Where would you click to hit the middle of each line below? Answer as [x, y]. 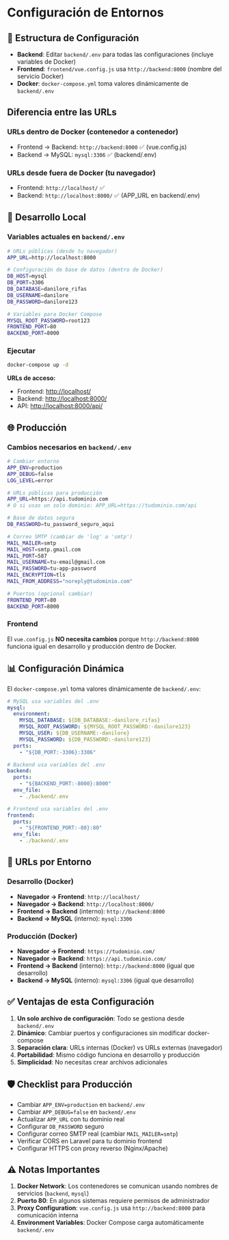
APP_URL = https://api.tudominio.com [58, 499]
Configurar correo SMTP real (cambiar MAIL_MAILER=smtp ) [97, 1134]
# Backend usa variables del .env [56, 765]
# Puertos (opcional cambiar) [50, 594]
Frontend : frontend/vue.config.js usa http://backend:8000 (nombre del [119, 69]
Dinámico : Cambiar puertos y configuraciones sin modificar [102, 1033]
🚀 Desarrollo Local [47, 217]
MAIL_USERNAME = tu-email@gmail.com [56, 562]
